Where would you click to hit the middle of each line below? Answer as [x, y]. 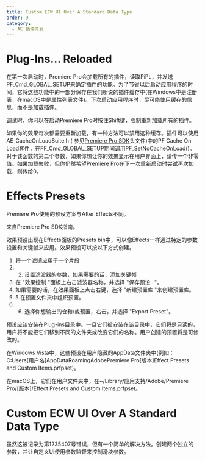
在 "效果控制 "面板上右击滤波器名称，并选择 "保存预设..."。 [89, 282]
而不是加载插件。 [38, 107]
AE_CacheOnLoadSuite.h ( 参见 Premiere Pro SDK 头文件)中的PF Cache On [99, 141]
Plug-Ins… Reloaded [59, 59]
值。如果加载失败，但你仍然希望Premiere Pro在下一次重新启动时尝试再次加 [100, 164]
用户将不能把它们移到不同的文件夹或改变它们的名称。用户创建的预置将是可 [100, 332]
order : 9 [17, 18]
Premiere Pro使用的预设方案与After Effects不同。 [68, 214]
